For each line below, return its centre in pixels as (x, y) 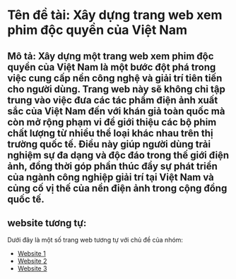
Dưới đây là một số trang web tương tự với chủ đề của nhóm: (95, 240)
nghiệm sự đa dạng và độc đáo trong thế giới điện (118, 155)
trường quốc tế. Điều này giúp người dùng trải (109, 144)
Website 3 (32, 268)
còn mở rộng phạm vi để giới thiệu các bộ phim (112, 122)
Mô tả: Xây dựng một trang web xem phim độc (111, 56)
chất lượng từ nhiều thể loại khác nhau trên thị (110, 133)
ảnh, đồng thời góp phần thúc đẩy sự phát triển (112, 166)
